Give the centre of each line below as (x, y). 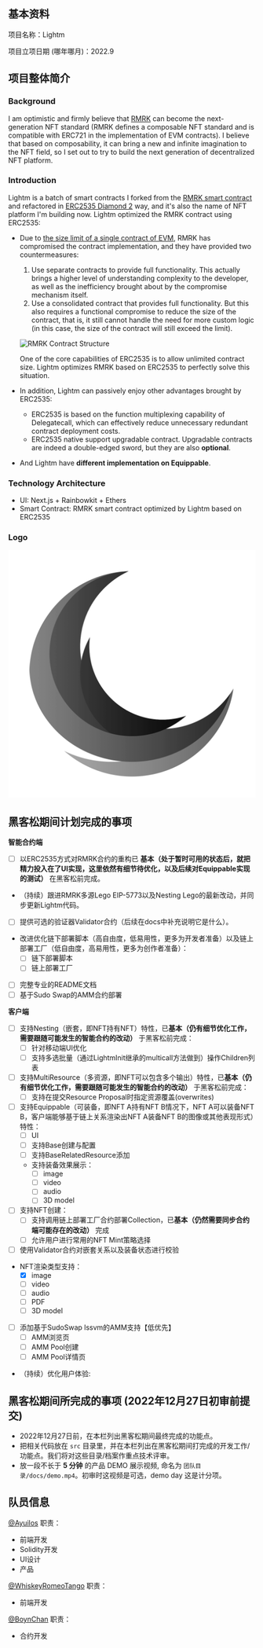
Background (32, 101)
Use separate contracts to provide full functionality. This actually (136, 270)
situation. (34, 375)
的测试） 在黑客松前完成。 (62, 879)
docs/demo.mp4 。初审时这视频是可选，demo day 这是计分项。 (127, 1475)
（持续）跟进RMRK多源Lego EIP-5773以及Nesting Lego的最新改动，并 (133, 895)
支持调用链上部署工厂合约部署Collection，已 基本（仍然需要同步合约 (140, 1220)
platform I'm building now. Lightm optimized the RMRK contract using (120, 214)
